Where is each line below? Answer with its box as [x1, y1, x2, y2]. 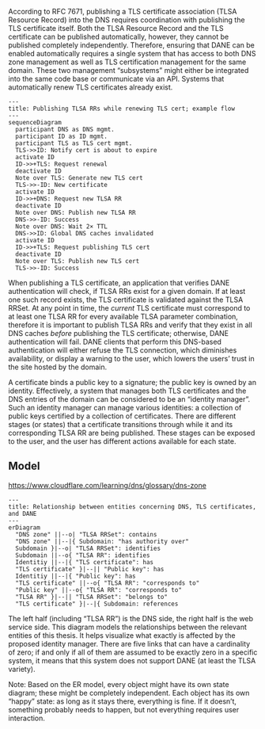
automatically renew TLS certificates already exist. [8, 82, 173, 92]
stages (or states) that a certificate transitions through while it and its [8, 420, 233, 429]
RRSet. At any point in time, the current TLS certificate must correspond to [8, 303, 251, 312]
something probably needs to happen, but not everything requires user [8, 704, 240, 714]
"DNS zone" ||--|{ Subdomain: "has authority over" [15, 537, 190, 545]
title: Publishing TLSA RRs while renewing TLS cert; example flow [8, 105, 236, 113]
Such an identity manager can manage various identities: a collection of [8, 403, 242, 412]
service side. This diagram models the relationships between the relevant [8, 622, 247, 632]
